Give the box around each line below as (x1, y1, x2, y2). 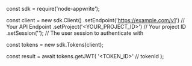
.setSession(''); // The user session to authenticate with (6, 29, 144, 37)
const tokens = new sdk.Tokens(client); (6, 41, 104, 48)
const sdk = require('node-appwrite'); (6, 5, 101, 12)
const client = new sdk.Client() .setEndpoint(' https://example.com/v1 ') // (6, 17, 185, 23)
